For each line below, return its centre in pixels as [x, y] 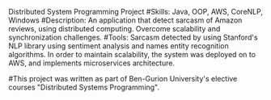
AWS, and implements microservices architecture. [92, 63]
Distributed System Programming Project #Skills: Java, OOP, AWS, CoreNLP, [135, 12]
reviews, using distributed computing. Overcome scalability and [114, 29]
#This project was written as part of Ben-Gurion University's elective [123, 79]
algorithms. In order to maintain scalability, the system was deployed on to [132, 54]
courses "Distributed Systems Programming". [84, 87]
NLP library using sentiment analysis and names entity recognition [119, 46]
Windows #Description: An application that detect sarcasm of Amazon [125, 20]
